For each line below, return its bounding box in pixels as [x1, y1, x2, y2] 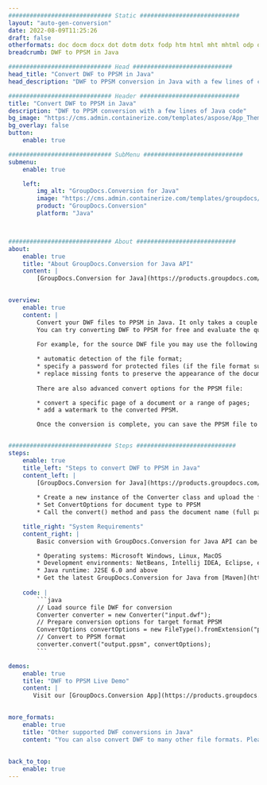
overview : [8, 296, 41, 304]
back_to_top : [8, 758, 52, 766]
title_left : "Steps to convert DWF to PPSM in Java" [22, 464, 201, 472]
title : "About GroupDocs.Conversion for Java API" [22, 260, 194, 268]
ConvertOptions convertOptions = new [37, 625, 161, 634]
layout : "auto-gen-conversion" [8, 19, 112, 27]
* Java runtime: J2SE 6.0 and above [37, 567, 158, 574]
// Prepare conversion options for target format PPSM [37, 618, 222, 626]
